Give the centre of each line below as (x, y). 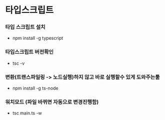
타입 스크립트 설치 (25, 27)
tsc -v (18, 63)
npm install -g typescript (38, 38)
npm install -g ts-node (35, 88)
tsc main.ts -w (27, 113)
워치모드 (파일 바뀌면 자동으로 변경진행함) (52, 102)
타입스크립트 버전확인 (29, 52)
